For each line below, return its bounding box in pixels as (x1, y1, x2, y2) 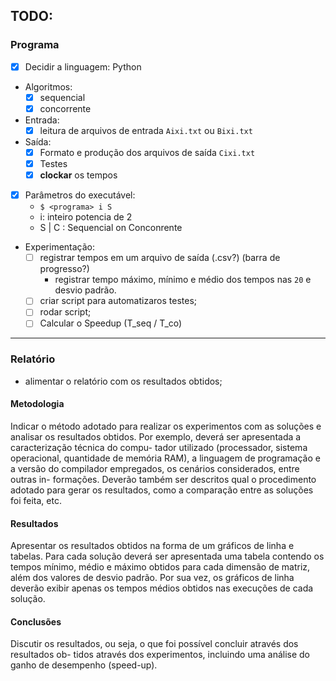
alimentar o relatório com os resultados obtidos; (24, 375, 223, 387)
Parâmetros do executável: (24, 189, 136, 201)
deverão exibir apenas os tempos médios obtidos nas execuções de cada (10, 582, 314, 594)
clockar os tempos (39, 169, 118, 181)
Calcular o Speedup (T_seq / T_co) (39, 317, 183, 329)
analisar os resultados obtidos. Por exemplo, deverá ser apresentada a (10, 430, 302, 443)
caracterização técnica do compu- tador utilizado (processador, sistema (10, 441, 308, 453)
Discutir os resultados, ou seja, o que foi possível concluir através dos (10, 638, 299, 650)
